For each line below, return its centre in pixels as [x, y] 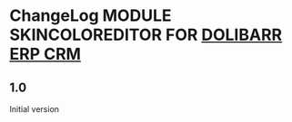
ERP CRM [45, 54]
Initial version [35, 109]
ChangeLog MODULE [91, 16]
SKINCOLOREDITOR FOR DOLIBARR [146, 35]
